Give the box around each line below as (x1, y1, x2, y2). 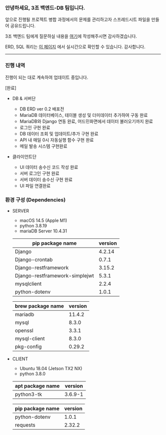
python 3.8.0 (19, 371, 46, 377)
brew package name (14, 302, 64, 309)
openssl (14, 327, 34, 334)
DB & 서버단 (12, 95, 36, 101)
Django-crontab (14, 256, 53, 263)
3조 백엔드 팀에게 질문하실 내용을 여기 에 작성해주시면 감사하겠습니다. (5, 33, 137, 39)
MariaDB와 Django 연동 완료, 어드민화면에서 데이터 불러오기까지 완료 (19, 118, 153, 124)
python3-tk (14, 390, 42, 397)
